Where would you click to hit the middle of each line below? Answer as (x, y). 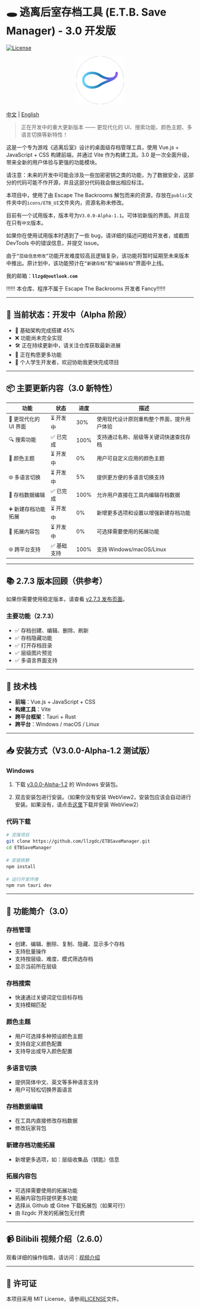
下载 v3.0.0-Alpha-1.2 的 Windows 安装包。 (68, 784)
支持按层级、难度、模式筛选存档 (54, 959)
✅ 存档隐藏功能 (33, 638)
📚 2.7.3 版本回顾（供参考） (57, 581)
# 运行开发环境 (22, 879)
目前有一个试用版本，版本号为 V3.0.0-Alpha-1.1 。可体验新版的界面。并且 (95, 215)
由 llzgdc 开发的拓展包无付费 (50, 1213)
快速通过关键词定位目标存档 (49, 997)
